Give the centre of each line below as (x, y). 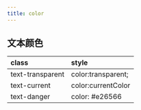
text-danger (30, 97)
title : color (26, 13)
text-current (31, 85)
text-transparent (38, 74)
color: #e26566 (96, 97)
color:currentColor (101, 85)
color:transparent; (100, 74)
